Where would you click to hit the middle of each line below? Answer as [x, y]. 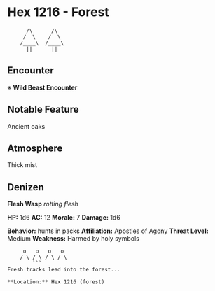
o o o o [43, 251]
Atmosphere [35, 148]
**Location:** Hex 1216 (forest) [56, 282]
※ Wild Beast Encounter [42, 87]
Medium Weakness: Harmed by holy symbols [74, 239]
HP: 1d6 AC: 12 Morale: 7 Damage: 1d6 [64, 218]
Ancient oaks [26, 126]
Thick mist [22, 165]
